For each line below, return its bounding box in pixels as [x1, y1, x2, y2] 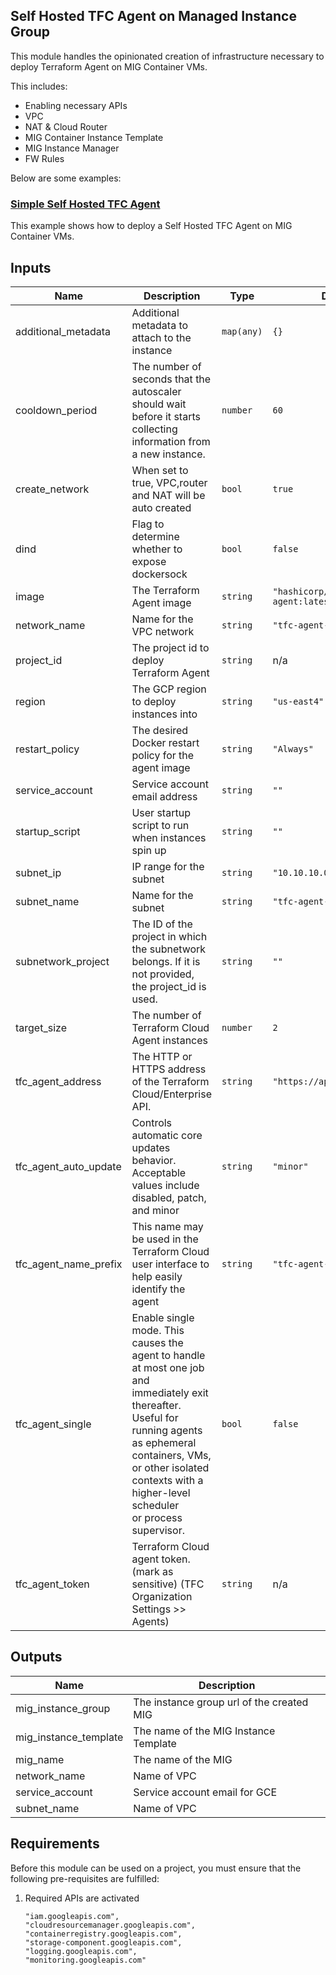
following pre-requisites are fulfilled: [10, 1872, 160, 1884]
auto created [131, 500, 192, 514]
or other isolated [131, 1460, 210, 1474]
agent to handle [131, 1348, 206, 1362]
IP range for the [131, 859, 205, 873]
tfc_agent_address [15, 1074, 102, 1088]
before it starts [131, 409, 201, 423]
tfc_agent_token [15, 1577, 90, 1591]
